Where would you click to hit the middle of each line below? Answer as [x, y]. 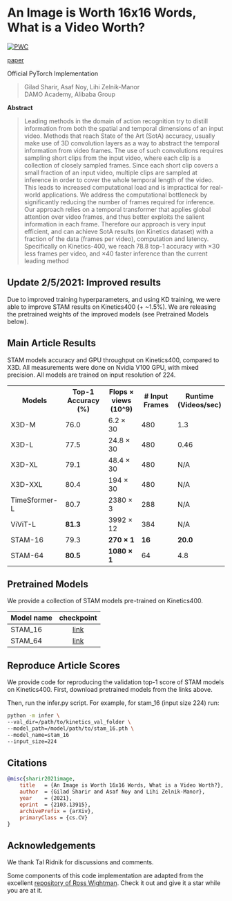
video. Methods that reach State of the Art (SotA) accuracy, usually [119, 136]
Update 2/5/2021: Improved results [84, 283]
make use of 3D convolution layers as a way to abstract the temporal [122, 143]
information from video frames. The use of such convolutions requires [124, 150]
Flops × [122, 391]
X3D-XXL [27, 484]
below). [18, 321]
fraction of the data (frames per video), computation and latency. [116, 239]
